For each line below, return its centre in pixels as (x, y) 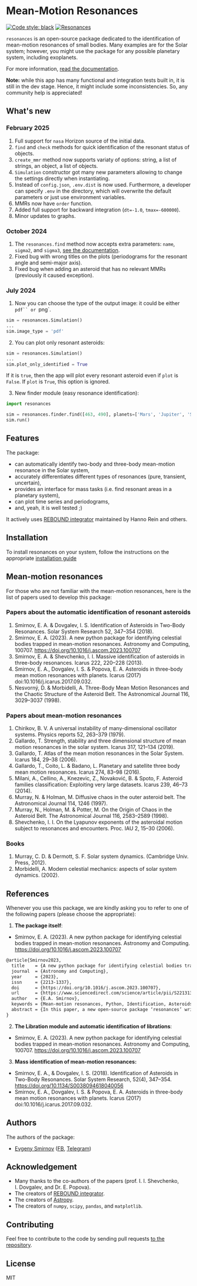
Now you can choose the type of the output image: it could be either (97, 303)
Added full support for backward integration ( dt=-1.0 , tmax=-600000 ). (97, 210)
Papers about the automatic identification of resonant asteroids (98, 612)
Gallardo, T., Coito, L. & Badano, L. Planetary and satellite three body (97, 766)
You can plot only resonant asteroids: (60, 342)
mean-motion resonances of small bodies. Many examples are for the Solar (97, 45)
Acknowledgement (42, 1167)
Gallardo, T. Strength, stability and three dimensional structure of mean (100, 741)
